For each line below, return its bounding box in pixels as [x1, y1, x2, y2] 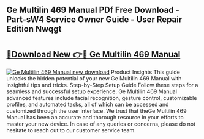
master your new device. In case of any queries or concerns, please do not [6, 120, 196, 127]
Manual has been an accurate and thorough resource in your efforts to [6, 114, 184, 121]
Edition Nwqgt [6, 24, 62, 34]
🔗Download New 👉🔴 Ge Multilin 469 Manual [6, 49, 181, 60]
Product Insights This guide [110, 68, 181, 76]
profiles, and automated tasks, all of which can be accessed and [6, 101, 169, 108]
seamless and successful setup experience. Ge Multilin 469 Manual [6, 88, 178, 95]
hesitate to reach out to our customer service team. [6, 127, 136, 134]
